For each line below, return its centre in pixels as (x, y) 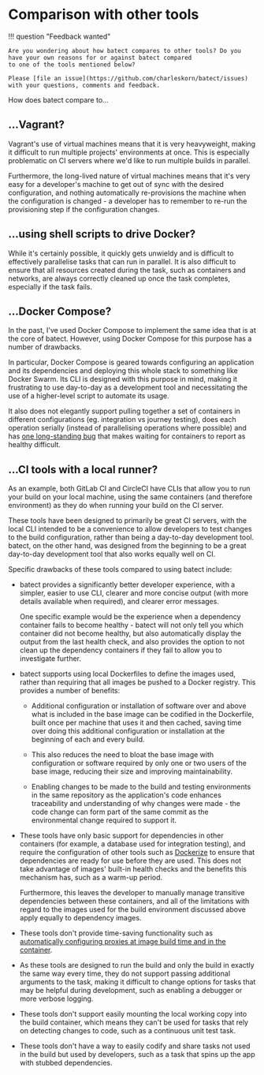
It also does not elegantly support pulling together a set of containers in (124, 411)
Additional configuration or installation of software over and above (139, 706)
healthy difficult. (35, 445)
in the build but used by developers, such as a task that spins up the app (138, 1054)
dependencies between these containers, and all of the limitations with (134, 901)
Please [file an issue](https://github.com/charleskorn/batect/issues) (128, 78)
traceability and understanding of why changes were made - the (136, 804)
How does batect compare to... (58, 99)
